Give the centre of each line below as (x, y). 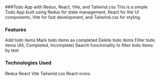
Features (16, 29)
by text (12, 51)
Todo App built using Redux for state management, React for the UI (72, 12)
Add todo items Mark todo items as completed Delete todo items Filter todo (80, 40)
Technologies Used (28, 63)
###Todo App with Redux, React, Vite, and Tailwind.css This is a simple (76, 7)
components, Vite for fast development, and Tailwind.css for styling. (73, 17)
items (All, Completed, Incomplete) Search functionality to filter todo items (79, 45)
